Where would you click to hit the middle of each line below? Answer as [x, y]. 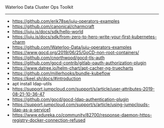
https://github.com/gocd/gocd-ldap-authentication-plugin [71, 99]
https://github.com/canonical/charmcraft [53, 26]
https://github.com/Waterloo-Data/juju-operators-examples [72, 47]
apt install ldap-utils [32, 84]
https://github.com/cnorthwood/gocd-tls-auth [58, 58]
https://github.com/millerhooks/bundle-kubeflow [61, 73]
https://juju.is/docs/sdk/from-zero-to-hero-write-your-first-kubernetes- [84, 37]
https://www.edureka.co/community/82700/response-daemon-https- [82, 115]
